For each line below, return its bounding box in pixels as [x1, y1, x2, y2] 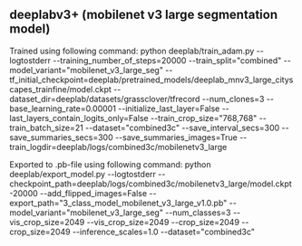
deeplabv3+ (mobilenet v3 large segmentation [9, 7, 278, 23]
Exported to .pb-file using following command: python [9, 158, 211, 170]
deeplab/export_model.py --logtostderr [9, 168, 157, 179]
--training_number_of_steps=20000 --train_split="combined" [53, 54, 282, 66]
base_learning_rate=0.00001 [9, 103, 116, 114]
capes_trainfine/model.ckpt [9, 83, 112, 94]
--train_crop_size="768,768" [150, 112, 258, 123]
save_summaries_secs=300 [9, 131, 113, 143]
